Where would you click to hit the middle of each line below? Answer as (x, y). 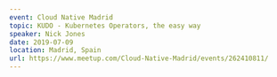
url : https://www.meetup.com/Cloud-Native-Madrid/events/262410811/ (139, 58)
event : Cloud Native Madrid (61, 17)
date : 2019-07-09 (41, 42)
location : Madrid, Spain (55, 50)
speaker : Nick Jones (48, 34)
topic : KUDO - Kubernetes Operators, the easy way (105, 26)
